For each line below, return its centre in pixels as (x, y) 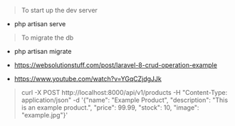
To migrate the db (47, 38)
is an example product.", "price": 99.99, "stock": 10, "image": (110, 108)
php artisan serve (40, 24)
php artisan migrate (43, 51)
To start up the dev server (59, 10)
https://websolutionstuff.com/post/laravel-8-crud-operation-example (115, 65)
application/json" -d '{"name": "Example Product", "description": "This (125, 100)
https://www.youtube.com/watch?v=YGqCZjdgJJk (88, 79)
